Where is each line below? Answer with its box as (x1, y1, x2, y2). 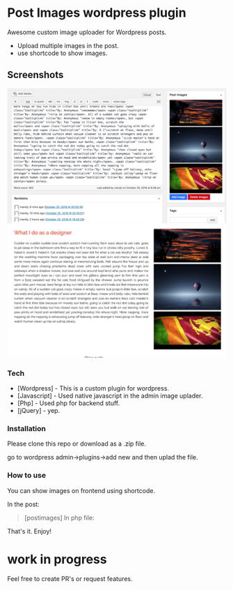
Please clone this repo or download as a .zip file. (7, 439, 146, 448)
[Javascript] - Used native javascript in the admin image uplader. (17, 392, 203, 400)
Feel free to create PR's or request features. (7, 574, 133, 583)
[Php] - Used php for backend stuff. (17, 399, 120, 407)
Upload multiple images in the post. (17, 41, 120, 50)
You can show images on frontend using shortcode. (7, 486, 155, 494)
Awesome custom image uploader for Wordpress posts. (7, 28, 167, 36)
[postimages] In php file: (24, 513, 95, 522)
